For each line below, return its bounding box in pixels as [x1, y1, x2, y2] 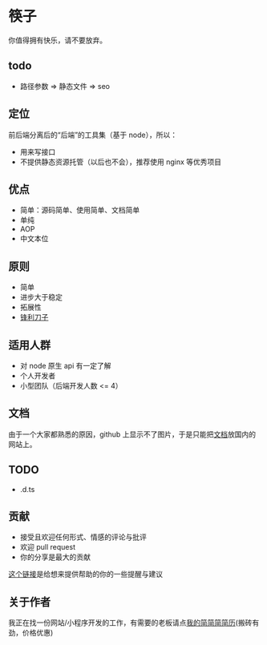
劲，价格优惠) [8, 628, 54, 638]
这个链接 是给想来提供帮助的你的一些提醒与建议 [8, 570, 163, 579]
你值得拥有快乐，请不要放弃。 [8, 35, 107, 45]
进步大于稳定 [19, 292, 63, 302]
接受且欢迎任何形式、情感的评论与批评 [19, 532, 147, 542]
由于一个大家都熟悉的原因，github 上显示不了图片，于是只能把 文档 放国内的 [8, 429, 257, 439]
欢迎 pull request [19, 542, 76, 552]
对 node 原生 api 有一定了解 [19, 361, 111, 370]
